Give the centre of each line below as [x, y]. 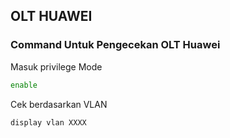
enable [24, 85]
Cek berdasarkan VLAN [59, 104]
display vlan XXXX [48, 122]
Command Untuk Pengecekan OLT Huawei [115, 45]
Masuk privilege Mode [56, 66]
